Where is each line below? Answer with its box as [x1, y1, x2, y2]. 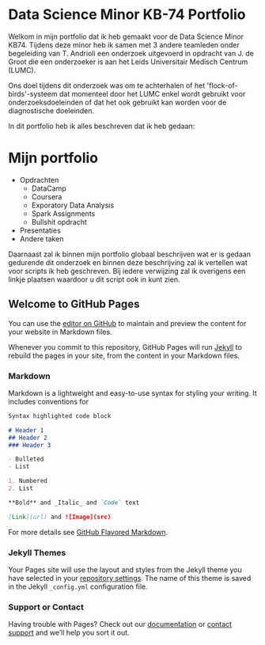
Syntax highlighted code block [8, 412, 112, 420]
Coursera [31, 192, 62, 201]
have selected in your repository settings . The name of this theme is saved [8, 574, 252, 583]
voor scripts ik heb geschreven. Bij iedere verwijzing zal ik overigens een [8, 266, 246, 275]
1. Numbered [8, 477, 47, 485]
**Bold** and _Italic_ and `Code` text [8, 499, 140, 507]
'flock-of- [206, 81, 238, 90]
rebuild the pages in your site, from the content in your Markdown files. [8, 351, 240, 360]
